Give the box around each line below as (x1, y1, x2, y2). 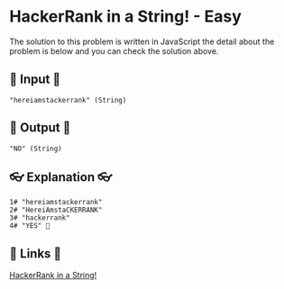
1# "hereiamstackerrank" (9, 198, 103, 207)
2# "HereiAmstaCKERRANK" (9, 205, 103, 215)
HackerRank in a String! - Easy (9, 6, 242, 27)
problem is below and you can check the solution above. (9, 45, 219, 56)
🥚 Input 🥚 (9, 72, 61, 87)
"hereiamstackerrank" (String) (9, 95, 127, 104)
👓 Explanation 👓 (9, 169, 113, 185)
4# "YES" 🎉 (9, 221, 50, 230)
